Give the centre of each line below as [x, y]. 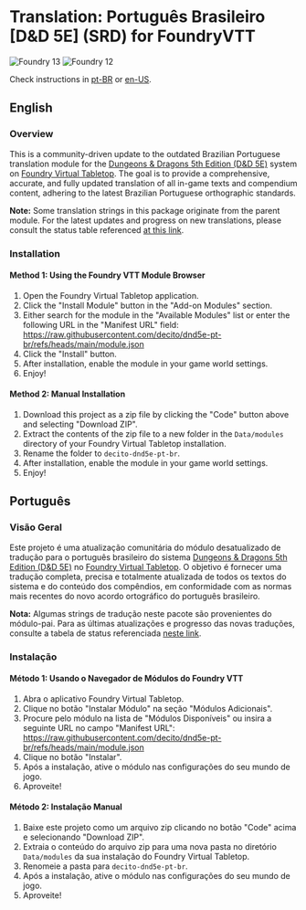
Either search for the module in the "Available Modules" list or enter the [156, 315]
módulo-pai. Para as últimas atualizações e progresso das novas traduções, [152, 623]
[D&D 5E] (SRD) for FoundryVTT [132, 36]
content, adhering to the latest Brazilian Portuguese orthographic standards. [153, 193]
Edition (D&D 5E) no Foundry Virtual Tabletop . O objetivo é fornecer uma [146, 566]
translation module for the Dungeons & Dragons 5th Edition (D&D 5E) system [153, 164]
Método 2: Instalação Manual [66, 807]
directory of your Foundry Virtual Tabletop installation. [124, 443]
